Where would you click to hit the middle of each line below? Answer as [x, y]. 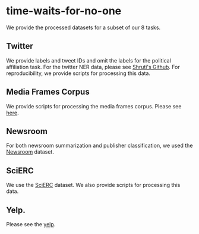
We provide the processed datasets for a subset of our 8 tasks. [83, 27]
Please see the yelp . [31, 224]
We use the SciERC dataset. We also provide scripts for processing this [93, 185]
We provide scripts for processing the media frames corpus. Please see [94, 106]
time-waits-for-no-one [64, 11]
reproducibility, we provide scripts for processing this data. [78, 73]
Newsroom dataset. [30, 152]
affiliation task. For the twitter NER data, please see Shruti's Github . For [93, 67]
